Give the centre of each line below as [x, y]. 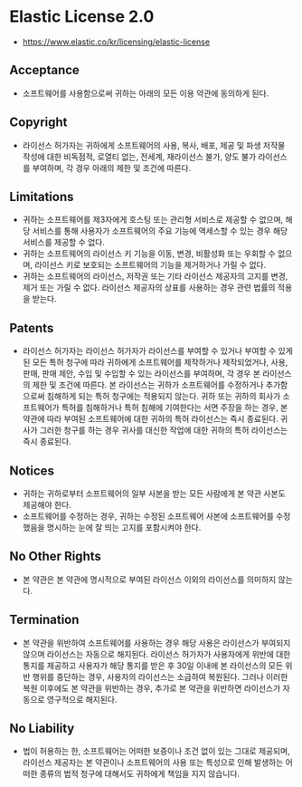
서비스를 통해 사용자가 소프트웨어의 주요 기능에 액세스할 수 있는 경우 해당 [160, 231]
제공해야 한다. [47, 505]
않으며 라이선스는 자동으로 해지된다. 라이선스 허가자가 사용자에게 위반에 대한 [156, 654]
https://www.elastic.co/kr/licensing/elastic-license [116, 42]
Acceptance [44, 70]
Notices [32, 470]
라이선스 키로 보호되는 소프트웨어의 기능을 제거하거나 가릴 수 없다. [151, 265]
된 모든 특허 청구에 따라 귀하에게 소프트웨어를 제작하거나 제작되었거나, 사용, [155, 362]
